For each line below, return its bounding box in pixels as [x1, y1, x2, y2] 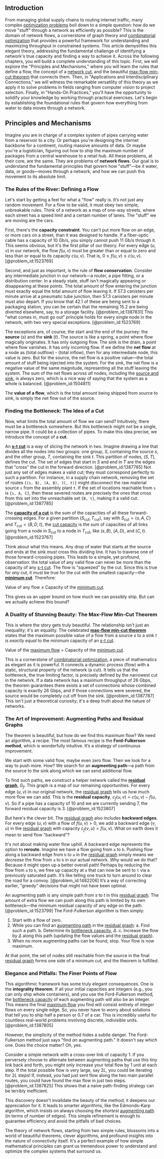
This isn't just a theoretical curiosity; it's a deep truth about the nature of [5, 698, 151, 704]
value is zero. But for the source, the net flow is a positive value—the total [5, 355, 153, 360]
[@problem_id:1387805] [5, 1022, 54, 1028]
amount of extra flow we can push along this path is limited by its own [5, 897, 145, 903]
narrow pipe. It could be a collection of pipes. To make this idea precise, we [5, 429, 157, 435]
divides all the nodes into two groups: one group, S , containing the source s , [5, 449, 159, 455]
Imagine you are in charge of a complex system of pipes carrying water [5, 132, 149, 138]
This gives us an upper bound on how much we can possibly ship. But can [5, 594, 155, 599]
